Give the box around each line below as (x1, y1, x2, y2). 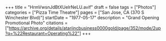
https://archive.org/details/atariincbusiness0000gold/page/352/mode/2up (8, 25, 161, 31)
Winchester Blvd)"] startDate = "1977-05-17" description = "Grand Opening (5, 15, 160, 20)
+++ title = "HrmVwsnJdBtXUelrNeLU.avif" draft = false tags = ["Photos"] (5, 4, 156, 10)
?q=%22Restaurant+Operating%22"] (5, 31, 81, 36)
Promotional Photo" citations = (5, 20, 68, 26)
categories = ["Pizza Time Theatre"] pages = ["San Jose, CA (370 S (5, 9, 144, 15)
